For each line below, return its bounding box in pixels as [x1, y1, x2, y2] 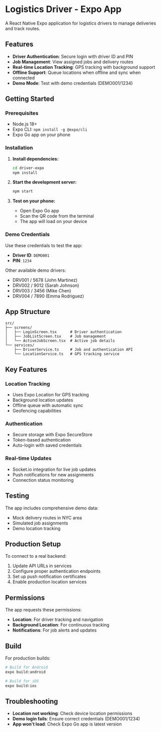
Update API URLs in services [12, 563, 72, 569]
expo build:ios [5, 683, 37, 688]
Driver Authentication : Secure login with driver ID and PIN [12, 53, 133, 59]
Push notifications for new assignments [12, 471, 94, 478]
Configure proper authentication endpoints [12, 568, 101, 574]
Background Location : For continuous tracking [12, 622, 109, 628]
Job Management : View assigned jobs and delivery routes [12, 59, 133, 65]
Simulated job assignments [12, 520, 68, 526]
